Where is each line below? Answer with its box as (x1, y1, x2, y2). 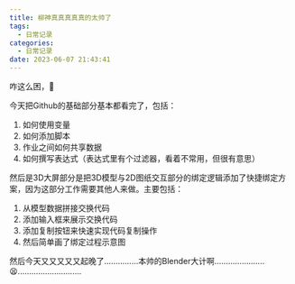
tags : (9, 22, 30, 31)
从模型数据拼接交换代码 (22, 203, 110, 213)
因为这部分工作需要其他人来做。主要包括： (24, 184, 183, 194)
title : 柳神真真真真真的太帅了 (9, 13, 112, 23)
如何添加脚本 (22, 131, 70, 141)
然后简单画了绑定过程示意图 (22, 236, 126, 247)
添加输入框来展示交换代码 (22, 214, 118, 224)
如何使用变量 (22, 119, 70, 130)
